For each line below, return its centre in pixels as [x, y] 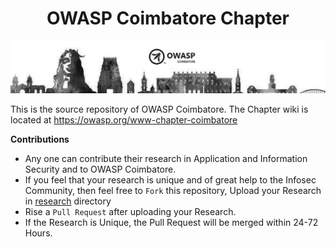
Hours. [38, 233]
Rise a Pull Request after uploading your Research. [130, 212]
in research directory [68, 201]
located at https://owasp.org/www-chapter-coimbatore [124, 120]
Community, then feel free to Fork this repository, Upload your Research [173, 191]
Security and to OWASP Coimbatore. [100, 169]
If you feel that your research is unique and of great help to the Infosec [170, 180]
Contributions [40, 139]
